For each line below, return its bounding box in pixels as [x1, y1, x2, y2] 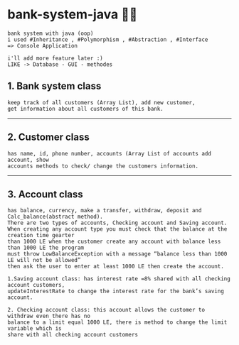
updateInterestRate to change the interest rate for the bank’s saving [7, 287, 224, 295]
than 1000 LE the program [7, 244, 84, 251]
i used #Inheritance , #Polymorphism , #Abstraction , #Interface [7, 35, 208, 43]
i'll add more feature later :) [7, 55, 103, 62]
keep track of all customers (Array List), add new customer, [7, 99, 196, 106]
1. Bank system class [7, 80, 102, 92]
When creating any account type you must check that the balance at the [7, 226, 228, 233]
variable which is [7, 325, 62, 332]
